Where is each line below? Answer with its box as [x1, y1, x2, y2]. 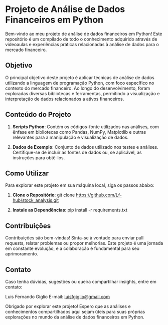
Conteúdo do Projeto [5, 110, 71, 119]
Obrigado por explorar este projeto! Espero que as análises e [5, 303, 131, 309]
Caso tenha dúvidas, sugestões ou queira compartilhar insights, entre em [5, 279, 156, 284]
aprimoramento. [5, 251, 39, 257]
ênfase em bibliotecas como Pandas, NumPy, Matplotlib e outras [12, 129, 146, 135]
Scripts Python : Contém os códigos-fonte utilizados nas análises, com [12, 124, 159, 130]
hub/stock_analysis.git [12, 197, 59, 203]
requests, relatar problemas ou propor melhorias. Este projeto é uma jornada [5, 240, 163, 246]
